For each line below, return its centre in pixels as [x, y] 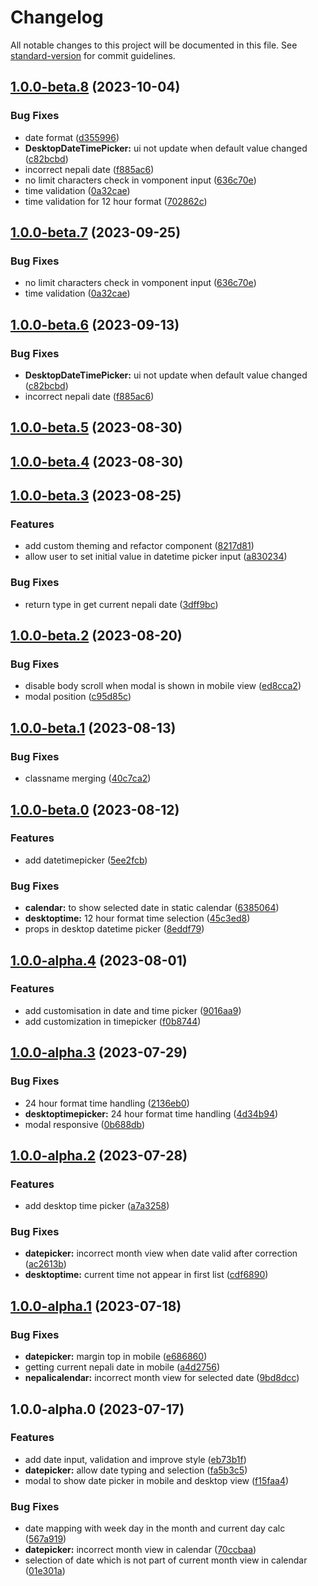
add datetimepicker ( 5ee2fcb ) [86, 860]
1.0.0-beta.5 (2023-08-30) [96, 427]
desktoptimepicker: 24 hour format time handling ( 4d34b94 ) [151, 1113]
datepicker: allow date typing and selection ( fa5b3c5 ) [136, 1470]
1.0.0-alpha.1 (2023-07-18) [96, 1306]
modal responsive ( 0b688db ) [85, 1124]
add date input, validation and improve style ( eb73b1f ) [135, 1459]
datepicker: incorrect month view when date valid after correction [161, 1253]
